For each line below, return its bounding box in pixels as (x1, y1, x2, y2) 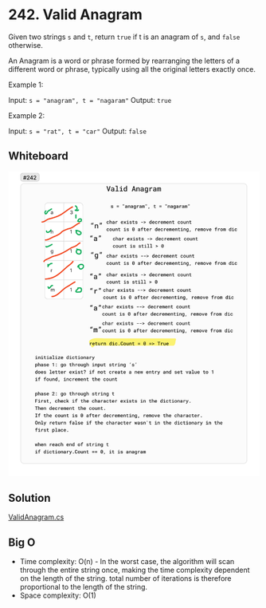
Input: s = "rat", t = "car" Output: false (8, 126, 147, 136)
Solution (8, 491, 51, 504)
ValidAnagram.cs (8, 512, 65, 522)
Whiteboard (8, 149, 69, 163)
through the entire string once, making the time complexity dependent (19, 565, 250, 575)
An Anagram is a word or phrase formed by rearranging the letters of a (8, 56, 241, 65)
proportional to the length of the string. (19, 582, 148, 592)
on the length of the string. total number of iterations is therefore (19, 574, 232, 583)
